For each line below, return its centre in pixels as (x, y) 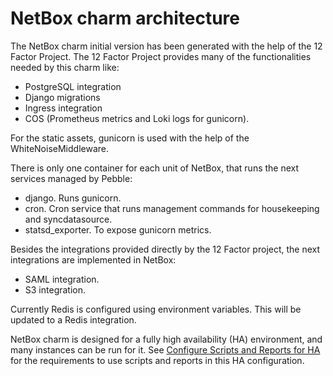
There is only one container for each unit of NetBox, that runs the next (155, 168)
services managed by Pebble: (71, 178)
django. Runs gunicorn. (73, 198)
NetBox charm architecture (125, 18)
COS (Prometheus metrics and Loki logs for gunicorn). (137, 118)
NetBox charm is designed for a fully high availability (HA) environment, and (166, 339)
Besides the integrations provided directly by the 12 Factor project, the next (165, 249)
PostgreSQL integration (73, 86)
